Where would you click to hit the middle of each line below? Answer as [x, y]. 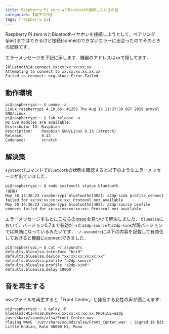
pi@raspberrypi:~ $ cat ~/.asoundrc [44, 248]
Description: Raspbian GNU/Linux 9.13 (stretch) [61, 131]
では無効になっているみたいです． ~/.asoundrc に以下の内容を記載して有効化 [85, 231]
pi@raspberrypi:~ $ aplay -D [36, 309]
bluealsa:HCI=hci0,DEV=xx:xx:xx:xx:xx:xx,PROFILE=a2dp [64, 313]
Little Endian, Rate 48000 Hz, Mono [44, 326]
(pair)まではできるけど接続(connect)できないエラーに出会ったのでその [79, 40]
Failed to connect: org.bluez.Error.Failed [52, 76]
